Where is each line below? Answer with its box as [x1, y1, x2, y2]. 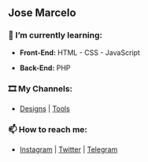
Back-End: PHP [19, 63, 71, 72]
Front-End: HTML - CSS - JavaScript [19, 47, 140, 57]
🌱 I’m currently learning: [8, 30, 102, 41]
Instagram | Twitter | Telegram [19, 145, 118, 154]
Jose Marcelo [8, 6, 76, 20]
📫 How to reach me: [8, 123, 88, 134]
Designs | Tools [19, 104, 71, 113]
